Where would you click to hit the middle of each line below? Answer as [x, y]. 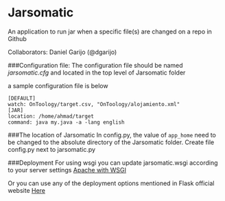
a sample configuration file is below [58, 85]
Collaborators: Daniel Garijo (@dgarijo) [62, 52]
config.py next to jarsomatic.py [51, 149]
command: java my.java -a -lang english [67, 122]
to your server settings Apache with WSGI [67, 170]
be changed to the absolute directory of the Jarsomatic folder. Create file [111, 142]
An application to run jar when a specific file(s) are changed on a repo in [110, 31]
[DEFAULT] [22, 98]
